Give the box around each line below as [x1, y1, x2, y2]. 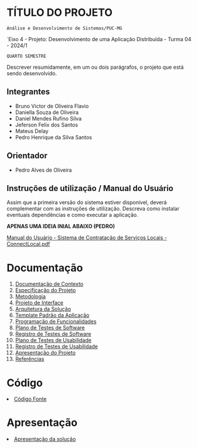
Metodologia [15, 293, 46, 300]
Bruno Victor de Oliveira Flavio [15, 102, 89, 109]
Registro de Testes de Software [15, 330, 91, 337]
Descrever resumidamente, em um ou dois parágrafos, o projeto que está [6, 63, 184, 71]
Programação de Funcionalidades [15, 318, 97, 325]
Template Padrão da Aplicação [15, 312, 90, 319]
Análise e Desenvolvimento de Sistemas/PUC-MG [6, 25, 123, 31]
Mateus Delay [15, 127, 49, 135]
